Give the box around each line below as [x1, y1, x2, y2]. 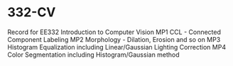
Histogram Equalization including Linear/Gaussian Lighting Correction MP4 [7, 43, 226, 51]
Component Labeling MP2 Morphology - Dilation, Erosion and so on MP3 [7, 35, 221, 43]
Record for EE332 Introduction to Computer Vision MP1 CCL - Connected [7, 28, 222, 36]
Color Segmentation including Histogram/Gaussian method [7, 50, 180, 59]
